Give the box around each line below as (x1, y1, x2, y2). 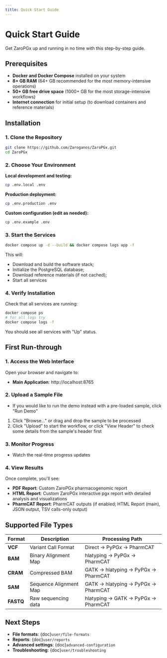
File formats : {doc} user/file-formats (12, 631, 89, 637)
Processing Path (102, 536, 142, 543)
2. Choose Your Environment (5, 161, 76, 168)
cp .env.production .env (5, 201, 57, 206)
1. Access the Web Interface (5, 358, 75, 365)
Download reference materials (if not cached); (12, 272, 107, 278)
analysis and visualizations (12, 496, 68, 502)
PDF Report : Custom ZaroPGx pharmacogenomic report (12, 485, 128, 491)
